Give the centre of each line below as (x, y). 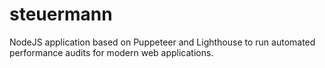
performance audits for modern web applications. (111, 52)
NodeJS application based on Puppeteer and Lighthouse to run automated (162, 42)
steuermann (61, 14)
